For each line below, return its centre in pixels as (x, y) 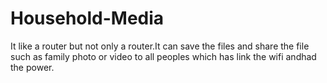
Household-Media (87, 18)
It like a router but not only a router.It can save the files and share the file (160, 46)
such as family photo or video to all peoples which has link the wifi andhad (163, 56)
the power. (32, 67)
